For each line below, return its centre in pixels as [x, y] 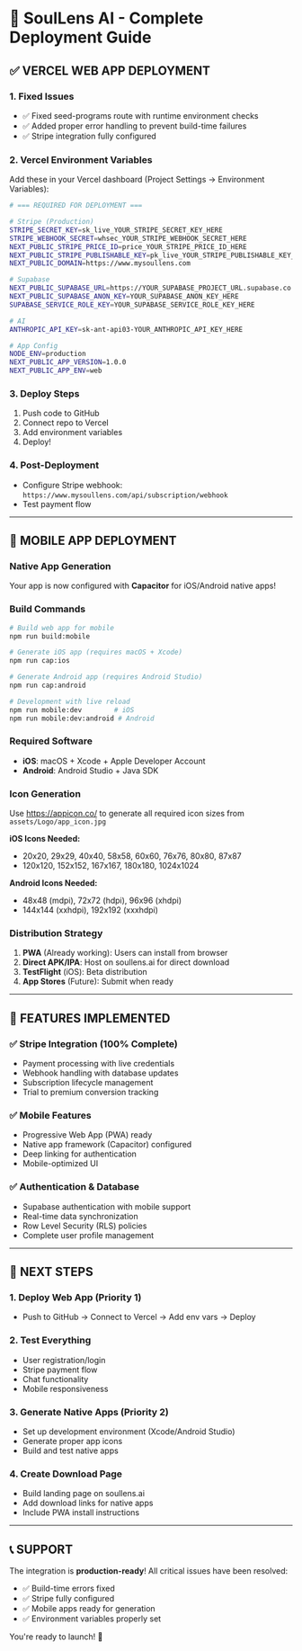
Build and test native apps [70, 1450]
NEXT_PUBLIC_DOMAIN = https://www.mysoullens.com [100, 263]
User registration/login [64, 1360]
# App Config [34, 345]
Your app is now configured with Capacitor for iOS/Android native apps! [143, 586]
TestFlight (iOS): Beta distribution [85, 972]
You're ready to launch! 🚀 [56, 1637]
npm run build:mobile [50, 636]
